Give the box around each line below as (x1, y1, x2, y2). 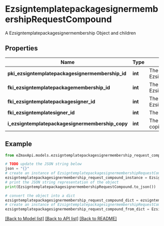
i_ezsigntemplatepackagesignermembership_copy (7, 120, 128, 127)
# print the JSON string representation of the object (5, 180, 119, 184)
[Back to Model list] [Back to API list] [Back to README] (5, 216, 117, 222)
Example (5, 140, 32, 148)
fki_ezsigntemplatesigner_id (7, 109, 75, 116)
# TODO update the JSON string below (5, 161, 82, 167)
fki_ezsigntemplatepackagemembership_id (7, 84, 110, 91)
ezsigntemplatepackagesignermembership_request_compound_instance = (5, 175, 147, 181)
